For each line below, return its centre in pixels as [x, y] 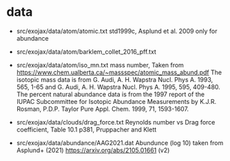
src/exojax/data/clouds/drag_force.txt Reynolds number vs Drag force [116, 122]
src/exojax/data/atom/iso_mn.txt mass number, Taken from [100, 65]
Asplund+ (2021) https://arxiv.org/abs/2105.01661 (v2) [93, 150]
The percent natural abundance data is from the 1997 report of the [110, 94]
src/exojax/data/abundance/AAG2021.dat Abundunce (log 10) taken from [120, 142]
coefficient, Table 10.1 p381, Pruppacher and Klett [86, 129]
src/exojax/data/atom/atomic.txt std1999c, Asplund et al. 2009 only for [117, 31]
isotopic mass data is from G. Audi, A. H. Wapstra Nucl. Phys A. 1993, [115, 79]
